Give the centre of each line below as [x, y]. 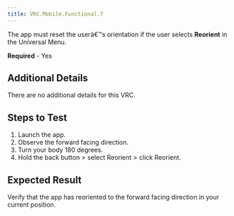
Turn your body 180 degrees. [60, 150]
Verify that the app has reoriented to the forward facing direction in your [113, 197]
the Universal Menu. [37, 42]
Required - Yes [30, 56]
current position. [32, 205]
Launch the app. [42, 135]
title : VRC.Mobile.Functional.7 [55, 14]
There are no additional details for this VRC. [71, 95]
